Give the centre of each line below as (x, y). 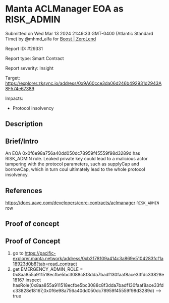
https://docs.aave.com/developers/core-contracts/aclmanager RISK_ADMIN (82, 203)
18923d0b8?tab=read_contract (45, 264)
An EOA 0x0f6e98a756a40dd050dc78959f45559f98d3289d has (73, 153)
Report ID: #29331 (24, 48)
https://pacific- (40, 253)
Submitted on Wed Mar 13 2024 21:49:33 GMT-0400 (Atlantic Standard (79, 33)
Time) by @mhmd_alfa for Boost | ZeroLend (51, 39)
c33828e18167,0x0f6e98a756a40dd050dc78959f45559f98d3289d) (83, 291)
